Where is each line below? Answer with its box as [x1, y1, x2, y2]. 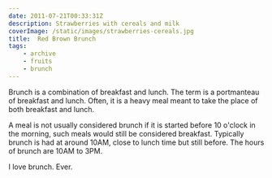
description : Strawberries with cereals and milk [8, 20, 180, 28]
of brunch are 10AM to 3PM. [8, 145, 103, 155]
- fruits [23, 58, 53, 66]
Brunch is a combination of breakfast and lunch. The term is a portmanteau [8, 87, 260, 97]
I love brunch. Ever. [8, 162, 73, 171]
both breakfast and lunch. [8, 104, 95, 114]
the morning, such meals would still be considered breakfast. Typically [8, 128, 244, 138]
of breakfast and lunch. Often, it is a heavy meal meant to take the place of [8, 95, 258, 106]
